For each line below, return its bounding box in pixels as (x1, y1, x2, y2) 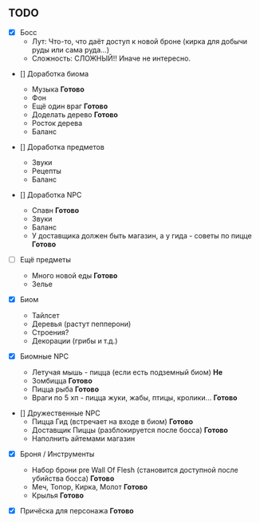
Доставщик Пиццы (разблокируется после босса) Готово (31, 426, 229, 435)
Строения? (31, 328, 69, 337)
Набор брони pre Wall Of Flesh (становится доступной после (31, 466, 239, 475)
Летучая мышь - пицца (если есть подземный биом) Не (31, 368, 223, 377)
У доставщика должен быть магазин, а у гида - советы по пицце (31, 230, 253, 240)
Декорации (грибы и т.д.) (31, 336, 118, 345)
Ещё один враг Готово (31, 101, 108, 111)
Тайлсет (31, 311, 60, 320)
